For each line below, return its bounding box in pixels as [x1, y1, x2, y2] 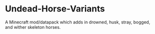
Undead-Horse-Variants [5, 3, 105, 14]
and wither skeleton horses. [5, 24, 61, 30]
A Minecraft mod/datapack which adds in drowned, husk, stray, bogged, [5, 19, 150, 25]
